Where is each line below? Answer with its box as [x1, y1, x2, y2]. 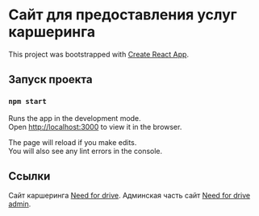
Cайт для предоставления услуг [8, 6, 237, 24]
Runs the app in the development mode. [8, 113, 141, 123]
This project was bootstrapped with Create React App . [8, 49, 190, 59]
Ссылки [8, 169, 51, 183]
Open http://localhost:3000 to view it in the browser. [8, 122, 182, 131]
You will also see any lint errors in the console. [8, 146, 163, 156]
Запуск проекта [8, 73, 93, 86]
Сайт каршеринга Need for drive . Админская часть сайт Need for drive [8, 191, 251, 201]
